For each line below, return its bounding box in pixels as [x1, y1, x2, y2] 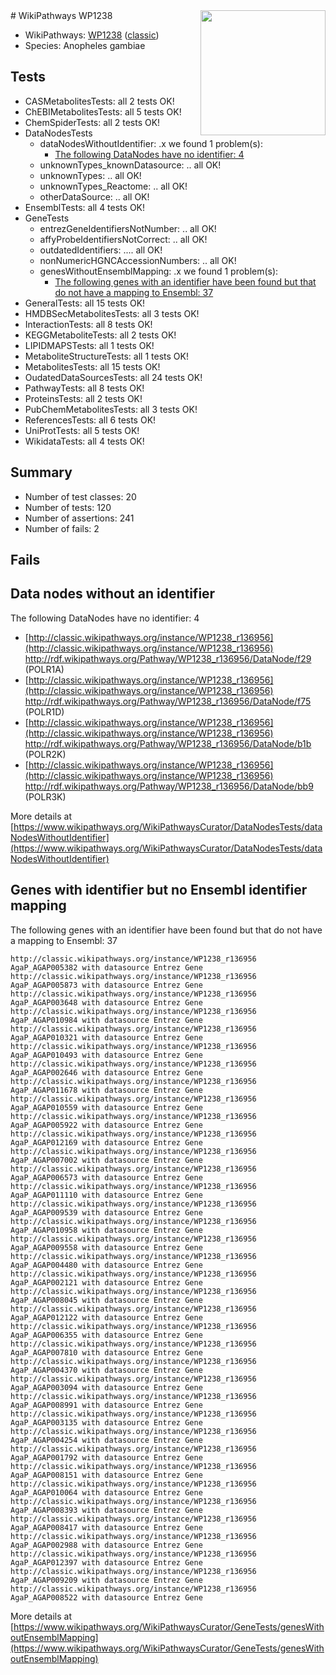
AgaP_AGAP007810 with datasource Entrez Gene [10, 1347, 203, 1358]
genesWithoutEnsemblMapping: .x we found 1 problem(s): [39, 265, 279, 277]
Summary [10, 464, 73, 481]
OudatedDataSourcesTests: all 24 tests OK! [24, 371, 203, 383]
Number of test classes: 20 [24, 490, 137, 503]
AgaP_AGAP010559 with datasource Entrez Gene [10, 1102, 203, 1113]
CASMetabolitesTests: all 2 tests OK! [24, 95, 175, 107]
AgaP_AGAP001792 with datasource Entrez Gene [10, 1452, 203, 1463]
